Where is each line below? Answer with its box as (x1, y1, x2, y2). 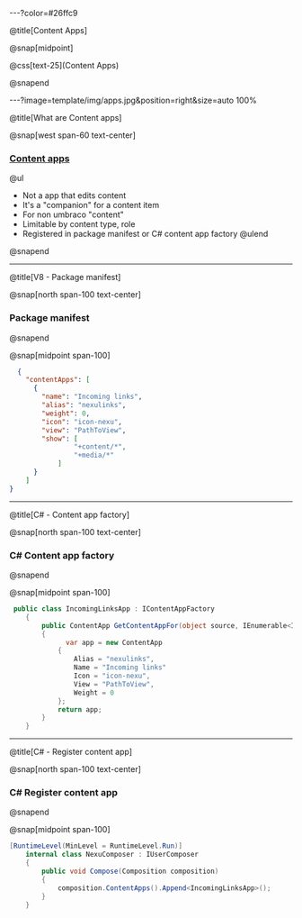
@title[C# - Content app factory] (9, 509, 130, 520)
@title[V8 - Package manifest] (9, 272, 121, 283)
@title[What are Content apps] (9, 113, 122, 123)
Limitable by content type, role (22, 219, 136, 230)
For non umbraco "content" (22, 209, 124, 220)
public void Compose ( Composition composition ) (41, 867, 219, 877)
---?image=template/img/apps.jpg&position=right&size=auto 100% (9, 95, 258, 105)
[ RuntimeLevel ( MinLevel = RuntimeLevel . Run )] (9, 841, 182, 850)
